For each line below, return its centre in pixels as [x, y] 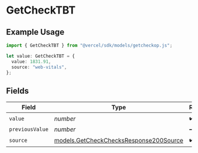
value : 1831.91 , [31, 61]
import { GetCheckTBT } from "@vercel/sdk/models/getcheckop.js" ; [89, 45]
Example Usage [35, 32]
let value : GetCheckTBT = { [41, 56]
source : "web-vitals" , [39, 67]
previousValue [29, 129]
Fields [18, 91]
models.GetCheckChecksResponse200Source [119, 140]
